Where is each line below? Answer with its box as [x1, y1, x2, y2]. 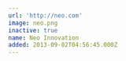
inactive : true [8, 26, 58, 34]
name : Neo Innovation [8, 33, 80, 42]
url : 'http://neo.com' [8, 11, 83, 20]
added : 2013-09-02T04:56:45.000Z [8, 41, 118, 49]
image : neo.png [8, 19, 58, 27]
